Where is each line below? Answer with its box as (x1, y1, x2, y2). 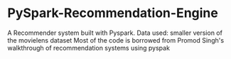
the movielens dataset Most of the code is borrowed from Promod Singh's (7, 36, 225, 44)
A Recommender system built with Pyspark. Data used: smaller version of (7, 28, 222, 37)
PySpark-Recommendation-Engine (7, 5, 218, 21)
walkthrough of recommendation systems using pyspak (7, 43, 171, 52)
